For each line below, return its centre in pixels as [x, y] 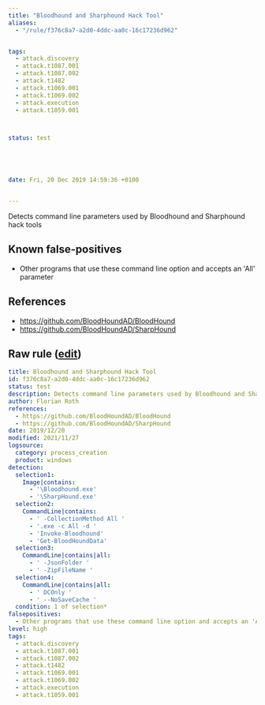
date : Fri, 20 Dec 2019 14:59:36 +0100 [74, 180]
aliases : [22, 23]
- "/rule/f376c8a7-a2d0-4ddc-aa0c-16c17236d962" [97, 30]
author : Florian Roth [44, 401]
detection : [26, 467]
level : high [28, 629]
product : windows [44, 460]
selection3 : [35, 548]
